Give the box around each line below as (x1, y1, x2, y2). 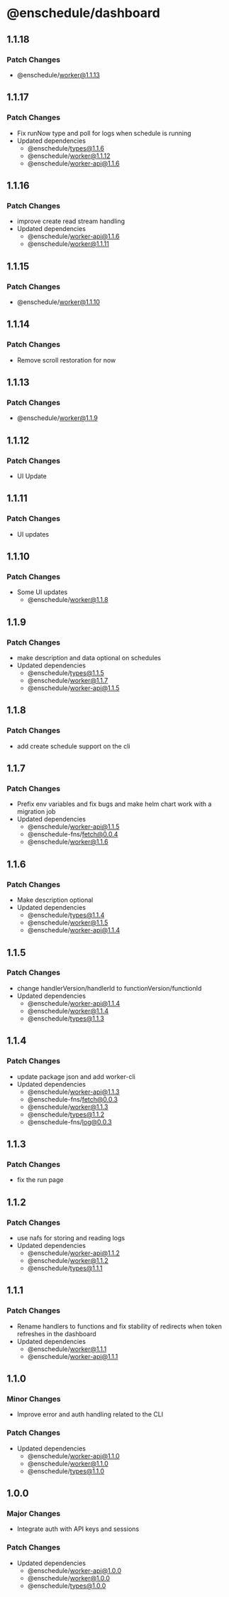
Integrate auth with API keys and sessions (16, 1525, 140, 1533)
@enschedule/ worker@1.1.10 (16, 297, 101, 306)
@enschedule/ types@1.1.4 (27, 911, 105, 920)
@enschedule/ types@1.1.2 (27, 1110, 104, 1119)
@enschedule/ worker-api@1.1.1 (27, 1352, 118, 1360)
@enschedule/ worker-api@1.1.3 (27, 1087, 120, 1096)
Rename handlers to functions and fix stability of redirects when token (16, 1322, 223, 1330)
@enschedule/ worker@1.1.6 (27, 837, 108, 846)
